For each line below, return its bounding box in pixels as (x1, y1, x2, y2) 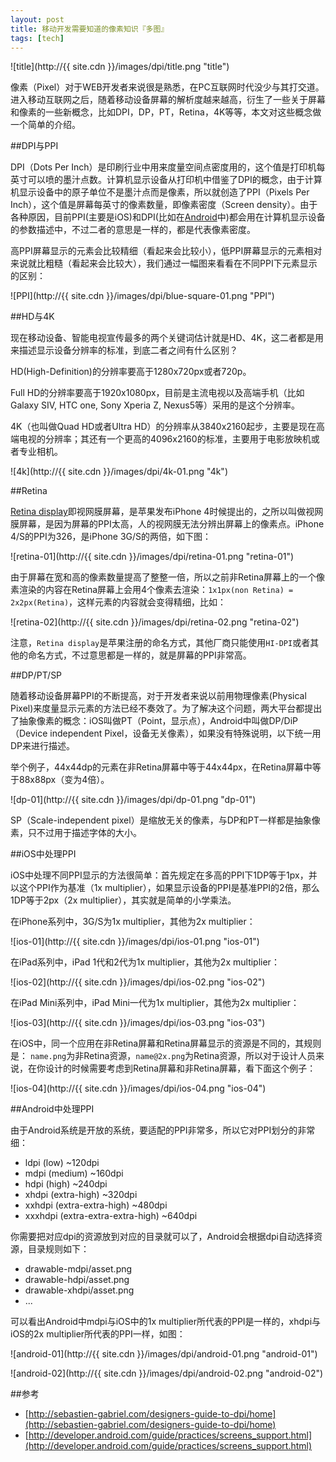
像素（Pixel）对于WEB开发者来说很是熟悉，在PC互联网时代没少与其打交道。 (10, 81, 325, 93)
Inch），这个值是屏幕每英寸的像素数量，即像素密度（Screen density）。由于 (10, 199, 318, 211)
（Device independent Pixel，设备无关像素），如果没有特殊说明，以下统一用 (10, 727, 322, 740)
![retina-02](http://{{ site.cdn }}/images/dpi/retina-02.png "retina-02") (10, 616, 300, 628)
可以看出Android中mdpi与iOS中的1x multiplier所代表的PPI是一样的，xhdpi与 (10, 1316, 322, 1328)
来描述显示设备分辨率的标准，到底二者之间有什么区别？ (10, 344, 238, 356)
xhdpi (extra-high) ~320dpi (24, 1189, 138, 1201)
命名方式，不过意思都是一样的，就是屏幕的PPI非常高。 (27, 649, 252, 661)
